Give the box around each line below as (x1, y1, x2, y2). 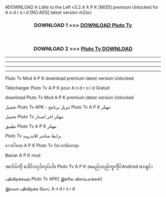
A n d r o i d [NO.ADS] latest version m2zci (5, 9, 92, 15)
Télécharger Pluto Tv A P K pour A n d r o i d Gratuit (5, 85, 110, 91)
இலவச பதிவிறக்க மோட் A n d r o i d (5, 186, 75, 192)
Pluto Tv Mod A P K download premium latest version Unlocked (5, 75, 134, 81)
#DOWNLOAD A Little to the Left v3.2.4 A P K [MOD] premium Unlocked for (5, 4, 159, 10)
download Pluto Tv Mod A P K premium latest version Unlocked (5, 94, 134, 100)
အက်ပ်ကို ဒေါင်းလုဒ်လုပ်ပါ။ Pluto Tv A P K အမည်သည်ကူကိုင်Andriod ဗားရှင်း (5, 163, 153, 169)
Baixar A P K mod (5, 152, 41, 158)
